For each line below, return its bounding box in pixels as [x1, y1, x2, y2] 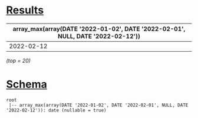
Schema [6, 77, 47, 91]
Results [6, 4, 44, 17]
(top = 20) [6, 57, 31, 64]
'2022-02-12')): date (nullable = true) [6, 107, 107, 113]
